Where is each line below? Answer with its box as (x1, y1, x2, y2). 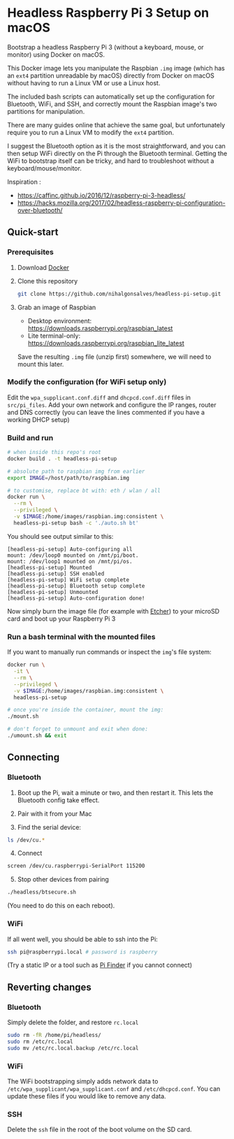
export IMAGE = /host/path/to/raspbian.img (7, 474, 130, 481)
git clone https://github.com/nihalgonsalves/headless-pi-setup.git (17, 290, 221, 297)
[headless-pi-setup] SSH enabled (7, 570, 105, 577)
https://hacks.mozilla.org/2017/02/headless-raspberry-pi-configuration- (17, 198, 226, 207)
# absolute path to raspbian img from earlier (7, 467, 145, 475)
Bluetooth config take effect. (17, 795, 100, 804)
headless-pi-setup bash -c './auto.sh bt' (13, 519, 139, 526)
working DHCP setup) (7, 415, 70, 424)
